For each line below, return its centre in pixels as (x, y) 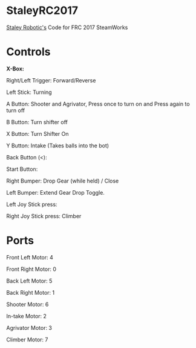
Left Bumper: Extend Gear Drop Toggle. (55, 192)
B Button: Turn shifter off (37, 122)
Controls (28, 52)
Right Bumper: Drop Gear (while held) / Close (63, 181)
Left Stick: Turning (29, 92)
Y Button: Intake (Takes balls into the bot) (58, 146)
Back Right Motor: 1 (31, 292)
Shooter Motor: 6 (28, 304)
